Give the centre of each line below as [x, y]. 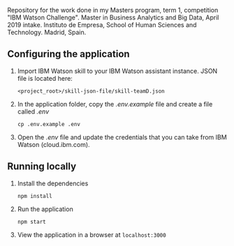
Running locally [42, 167]
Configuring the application [69, 54]
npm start [32, 222]
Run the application [45, 209]
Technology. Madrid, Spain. [47, 32]
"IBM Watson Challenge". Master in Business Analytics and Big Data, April [113, 17]
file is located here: [45, 78]
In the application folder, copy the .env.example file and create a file [115, 104]
